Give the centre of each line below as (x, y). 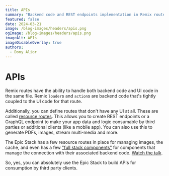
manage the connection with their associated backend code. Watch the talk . (84, 153)
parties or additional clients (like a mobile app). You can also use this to (79, 127)
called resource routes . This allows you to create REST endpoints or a (77, 117)
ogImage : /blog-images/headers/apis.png (48, 33)
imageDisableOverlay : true (33, 43)
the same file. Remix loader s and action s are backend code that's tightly (80, 96)
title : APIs (18, 10)
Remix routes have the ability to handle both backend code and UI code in (82, 91)
